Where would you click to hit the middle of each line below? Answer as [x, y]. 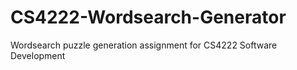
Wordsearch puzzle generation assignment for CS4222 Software [144, 45]
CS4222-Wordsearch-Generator [148, 17]
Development [38, 55]
